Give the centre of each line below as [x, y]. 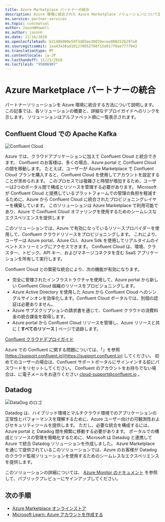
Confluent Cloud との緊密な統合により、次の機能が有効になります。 [74, 269]
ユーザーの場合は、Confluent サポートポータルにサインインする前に [87, 362]
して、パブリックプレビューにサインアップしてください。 [63, 478]
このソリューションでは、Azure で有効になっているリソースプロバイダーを [80, 228]
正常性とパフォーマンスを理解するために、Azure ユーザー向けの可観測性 [78, 419]
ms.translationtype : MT [29, 51]
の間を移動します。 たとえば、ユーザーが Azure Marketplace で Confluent [79, 168]
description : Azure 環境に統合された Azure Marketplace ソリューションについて [82, 14]
